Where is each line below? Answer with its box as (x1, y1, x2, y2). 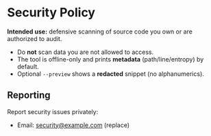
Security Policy (7, 5, 96, 21)
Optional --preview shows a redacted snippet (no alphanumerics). (16, 70, 204, 78)
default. (16, 62, 39, 70)
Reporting (7, 90, 51, 101)
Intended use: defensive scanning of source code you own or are (7, 27, 193, 36)
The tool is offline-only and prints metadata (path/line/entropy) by (16, 55, 204, 63)
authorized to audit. (7, 34, 62, 42)
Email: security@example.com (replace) (16, 121, 130, 129)
